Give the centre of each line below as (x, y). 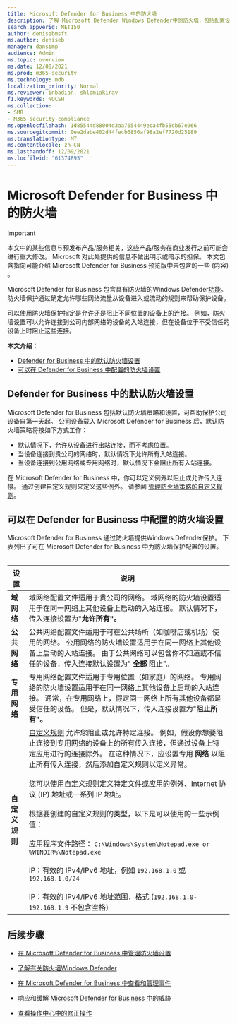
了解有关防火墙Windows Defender (67, 968)
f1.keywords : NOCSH (36, 100)
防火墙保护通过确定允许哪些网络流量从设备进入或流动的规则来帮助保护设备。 (119, 298)
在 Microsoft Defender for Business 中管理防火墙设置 (94, 953)
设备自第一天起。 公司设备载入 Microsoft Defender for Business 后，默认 (113, 421)
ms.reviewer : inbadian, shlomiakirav (63, 93)
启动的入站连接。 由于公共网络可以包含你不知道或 (125, 653)
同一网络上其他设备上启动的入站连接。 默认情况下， (136, 608)
